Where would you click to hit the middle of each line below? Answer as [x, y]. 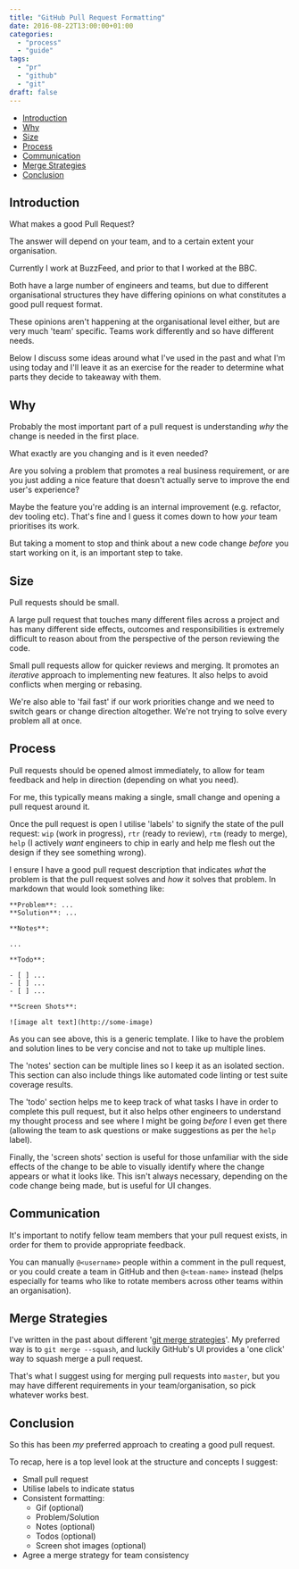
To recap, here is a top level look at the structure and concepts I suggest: [144, 1462]
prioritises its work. [45, 526]
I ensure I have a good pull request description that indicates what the [138, 869]
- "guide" [35, 51]
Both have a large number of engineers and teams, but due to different [139, 286]
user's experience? [45, 490]
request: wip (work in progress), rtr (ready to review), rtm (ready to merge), [149, 833]
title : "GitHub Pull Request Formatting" [87, 17]
